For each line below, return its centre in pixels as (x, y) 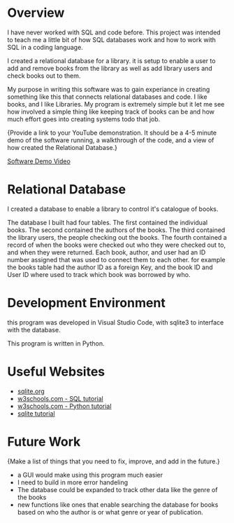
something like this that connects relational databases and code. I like (107, 97)
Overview (36, 13)
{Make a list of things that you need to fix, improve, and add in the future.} (114, 461)
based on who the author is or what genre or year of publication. (110, 512)
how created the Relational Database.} (62, 147)
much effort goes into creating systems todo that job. (84, 119)
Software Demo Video (39, 161)
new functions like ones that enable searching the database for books (118, 504)
